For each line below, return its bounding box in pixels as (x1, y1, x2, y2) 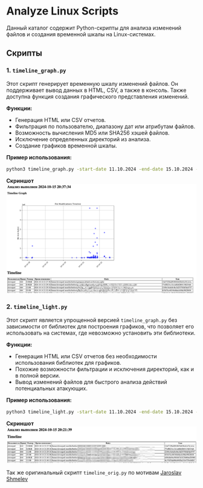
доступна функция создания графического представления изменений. (6, 92, 189, 100)
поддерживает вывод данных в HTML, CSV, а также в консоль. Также (6, 86, 187, 94)
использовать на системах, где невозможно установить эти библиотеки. (6, 329, 196, 336)
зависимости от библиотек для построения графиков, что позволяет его (6, 323, 195, 330)
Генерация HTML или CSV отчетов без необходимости (14, 352, 157, 360)
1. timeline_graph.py (6, 66, 66, 75)
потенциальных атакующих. (14, 385, 88, 392)
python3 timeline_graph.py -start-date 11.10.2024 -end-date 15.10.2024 (6, 166, 193, 172)
